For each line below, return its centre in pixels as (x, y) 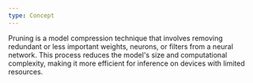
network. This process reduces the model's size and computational (118, 55)
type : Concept (32, 15)
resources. (26, 71)
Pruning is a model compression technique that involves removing (115, 38)
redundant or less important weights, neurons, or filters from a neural (121, 46)
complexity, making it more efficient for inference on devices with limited (126, 63)
